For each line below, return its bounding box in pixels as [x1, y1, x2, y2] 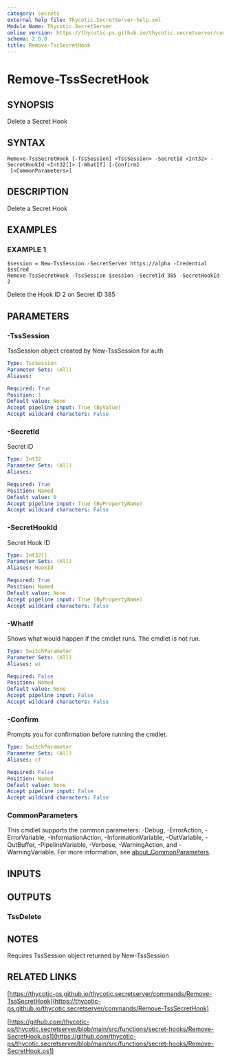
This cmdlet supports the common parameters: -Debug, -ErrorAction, [7, 826, 204, 834]
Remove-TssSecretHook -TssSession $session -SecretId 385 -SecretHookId [7, 272, 220, 279]
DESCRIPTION [7, 186, 69, 198]
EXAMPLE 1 [7, 245, 47, 254]
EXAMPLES [7, 224, 57, 236]
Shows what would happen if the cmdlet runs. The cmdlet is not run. [7, 634, 201, 643]
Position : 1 [7, 391, 41, 399]
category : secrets [7, 10, 60, 17]
